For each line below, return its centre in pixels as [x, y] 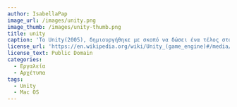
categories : [25, 60]
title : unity [26, 33]
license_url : [26, 46]
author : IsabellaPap [38, 14]
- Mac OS [26, 92]
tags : [15, 79]
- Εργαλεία [30, 66]
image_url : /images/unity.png [52, 20]
